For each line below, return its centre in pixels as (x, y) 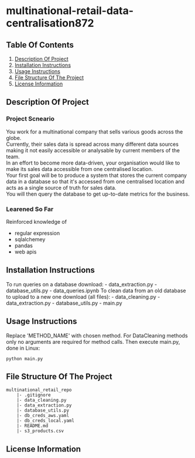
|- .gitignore (34, 395)
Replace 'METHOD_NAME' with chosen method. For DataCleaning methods (97, 336)
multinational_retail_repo (39, 390)
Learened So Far (30, 209)
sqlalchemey (30, 239)
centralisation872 (50, 23)
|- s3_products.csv (40, 431)
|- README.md (32, 426)
